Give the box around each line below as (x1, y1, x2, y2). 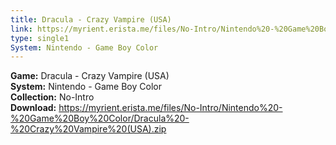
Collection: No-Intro (10, 91, 95, 103)
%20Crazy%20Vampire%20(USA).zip (10, 123, 167, 135)
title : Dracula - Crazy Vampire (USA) (10, 14, 172, 25)
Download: (10, 102, 57, 114)
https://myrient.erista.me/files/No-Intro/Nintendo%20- (58, 102, 283, 114)
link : (10, 24, 33, 34)
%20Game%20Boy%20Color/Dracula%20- (10, 112, 190, 125)
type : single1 (10, 33, 70, 43)
